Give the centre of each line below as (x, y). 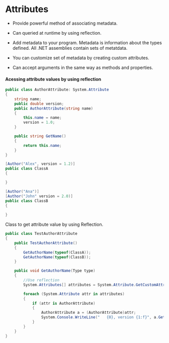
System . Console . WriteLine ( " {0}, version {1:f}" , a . (100, 317)
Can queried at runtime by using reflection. (57, 33)
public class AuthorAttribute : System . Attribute (57, 90)
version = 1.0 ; (39, 122)
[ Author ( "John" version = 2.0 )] (39, 196)
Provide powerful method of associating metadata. (65, 23)
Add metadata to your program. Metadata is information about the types (87, 42)
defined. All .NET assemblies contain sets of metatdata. (70, 48)
